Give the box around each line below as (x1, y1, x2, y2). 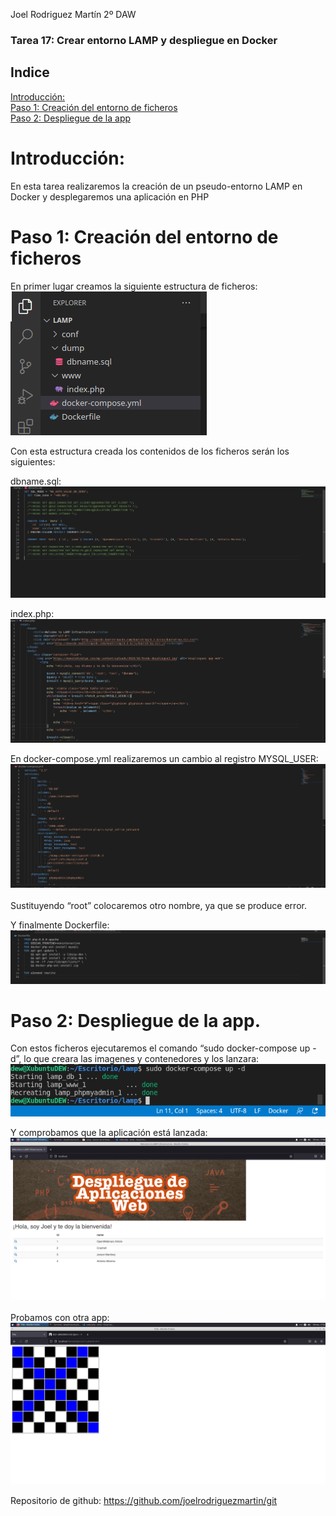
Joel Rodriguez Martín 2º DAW (10, 9, 137, 20)
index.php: (10, 608, 55, 620)
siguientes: (10, 455, 56, 468)
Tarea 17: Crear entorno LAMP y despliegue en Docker (10, 33, 278, 47)
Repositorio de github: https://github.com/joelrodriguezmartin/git (10, 1494, 278, 1506)
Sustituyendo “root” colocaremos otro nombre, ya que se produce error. (10, 899, 307, 911)
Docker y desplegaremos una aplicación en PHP (10, 190, 210, 203)
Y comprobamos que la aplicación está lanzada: (10, 1126, 208, 1138)
